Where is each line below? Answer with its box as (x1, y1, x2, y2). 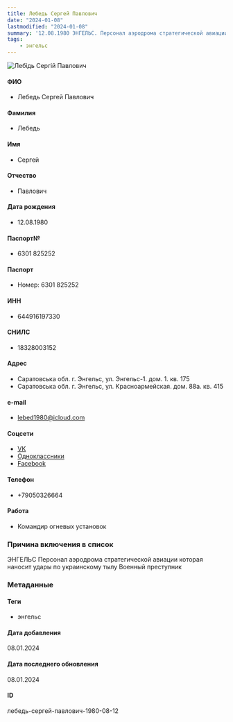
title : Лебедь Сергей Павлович (7, 10, 98, 17)
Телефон (7, 476, 35, 484)
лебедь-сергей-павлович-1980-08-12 (7, 706, 119, 715)
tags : (7, 36, 23, 43)
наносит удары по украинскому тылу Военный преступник (7, 563, 182, 571)
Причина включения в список (7, 539, 114, 549)
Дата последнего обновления (7, 660, 98, 669)
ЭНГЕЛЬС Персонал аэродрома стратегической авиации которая (7, 555, 203, 564)
